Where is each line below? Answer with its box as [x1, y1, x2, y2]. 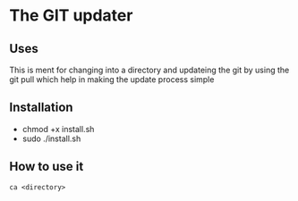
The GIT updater [9, 5, 133, 26]
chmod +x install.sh [21, 123, 95, 134]
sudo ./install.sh [21, 133, 81, 144]
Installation [9, 100, 73, 115]
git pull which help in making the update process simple [9, 74, 215, 85]
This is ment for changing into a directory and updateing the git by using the [9, 64, 290, 75]
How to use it [9, 159, 84, 174]
